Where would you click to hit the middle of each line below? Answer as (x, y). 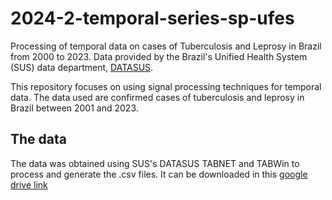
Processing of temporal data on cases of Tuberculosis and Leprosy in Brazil (166, 46)
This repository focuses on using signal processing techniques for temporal (166, 86)
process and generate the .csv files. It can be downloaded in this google (159, 174)
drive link (29, 184)
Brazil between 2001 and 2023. (74, 108)
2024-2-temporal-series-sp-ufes (152, 18)
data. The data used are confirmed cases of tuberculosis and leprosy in (157, 97)
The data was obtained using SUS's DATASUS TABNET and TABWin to (155, 163)
